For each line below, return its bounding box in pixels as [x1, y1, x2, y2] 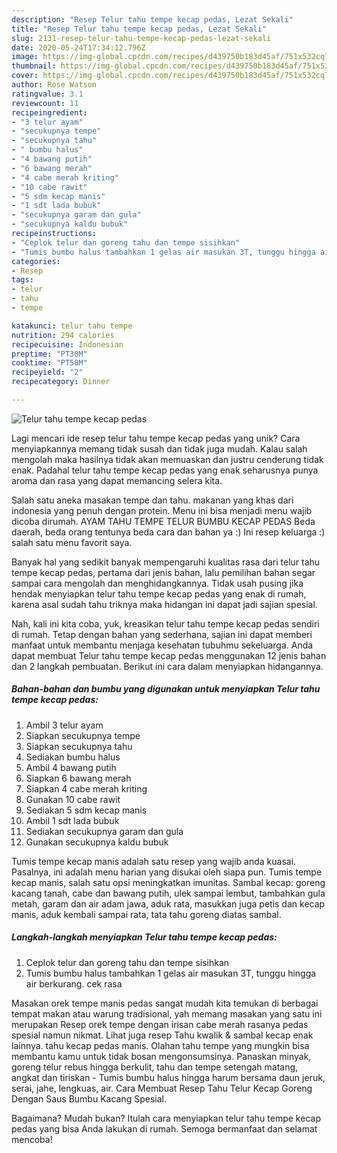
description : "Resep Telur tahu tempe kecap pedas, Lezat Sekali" [11, 14, 294, 25]
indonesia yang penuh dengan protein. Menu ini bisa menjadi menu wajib [11, 504, 313, 516]
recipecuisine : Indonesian [11, 339, 124, 350]
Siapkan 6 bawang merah [25, 772, 132, 784]
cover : [11, 71, 39, 81]
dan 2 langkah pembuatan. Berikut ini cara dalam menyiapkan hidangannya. [11, 660, 324, 672]
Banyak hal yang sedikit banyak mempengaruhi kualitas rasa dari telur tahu [11, 556, 321, 568]
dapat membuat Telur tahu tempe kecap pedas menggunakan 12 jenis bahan [11, 649, 327, 661]
